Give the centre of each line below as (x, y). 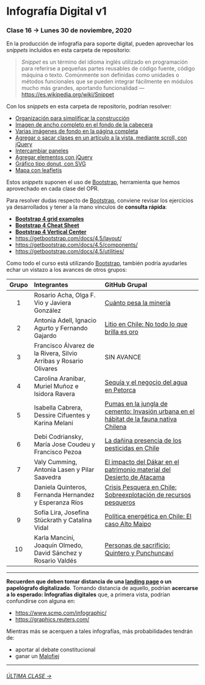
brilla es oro (121, 332)
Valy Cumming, (56, 462)
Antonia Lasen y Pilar (64, 470)
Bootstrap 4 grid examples (49, 219)
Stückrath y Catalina (63, 520)
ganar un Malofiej (37, 656)
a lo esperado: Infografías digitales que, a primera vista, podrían (88, 594)
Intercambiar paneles (42, 151)
